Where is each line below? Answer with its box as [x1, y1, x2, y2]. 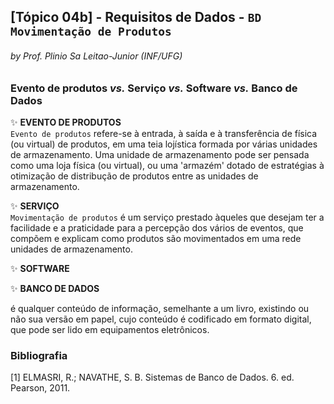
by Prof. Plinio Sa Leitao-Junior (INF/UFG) [10, 50, 183, 62]
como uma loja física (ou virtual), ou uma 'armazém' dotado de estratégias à [10, 159, 325, 171]
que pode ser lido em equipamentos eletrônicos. [10, 323, 210, 335]
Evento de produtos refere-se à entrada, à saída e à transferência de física [10, 127, 318, 139]
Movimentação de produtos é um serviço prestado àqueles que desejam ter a [10, 211, 325, 223]
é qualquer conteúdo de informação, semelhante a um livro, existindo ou [10, 302, 310, 314]
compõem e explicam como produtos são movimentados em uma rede [10, 232, 302, 244]
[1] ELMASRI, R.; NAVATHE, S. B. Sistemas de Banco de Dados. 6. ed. [10, 371, 295, 384]
